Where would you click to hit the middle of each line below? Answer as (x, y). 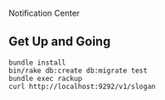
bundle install (37, 63)
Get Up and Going (60, 41)
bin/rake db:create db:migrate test (78, 70)
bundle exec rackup (46, 78)
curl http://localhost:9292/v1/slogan (82, 86)
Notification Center (44, 13)
